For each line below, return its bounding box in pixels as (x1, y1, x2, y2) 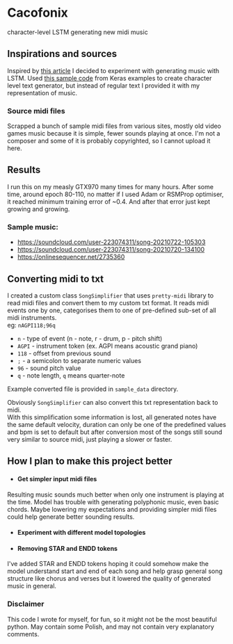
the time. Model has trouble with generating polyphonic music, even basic (7, 497, 219, 506)
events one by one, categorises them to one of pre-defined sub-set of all (7, 306, 217, 314)
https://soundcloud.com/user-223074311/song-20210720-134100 (17, 245, 205, 254)
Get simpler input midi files (17, 474, 97, 483)
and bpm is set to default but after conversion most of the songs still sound (7, 428, 223, 436)
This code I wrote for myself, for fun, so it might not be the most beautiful (7, 615, 217, 623)
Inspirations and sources (7, 48, 118, 60)
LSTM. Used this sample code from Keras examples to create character (7, 74, 212, 82)
